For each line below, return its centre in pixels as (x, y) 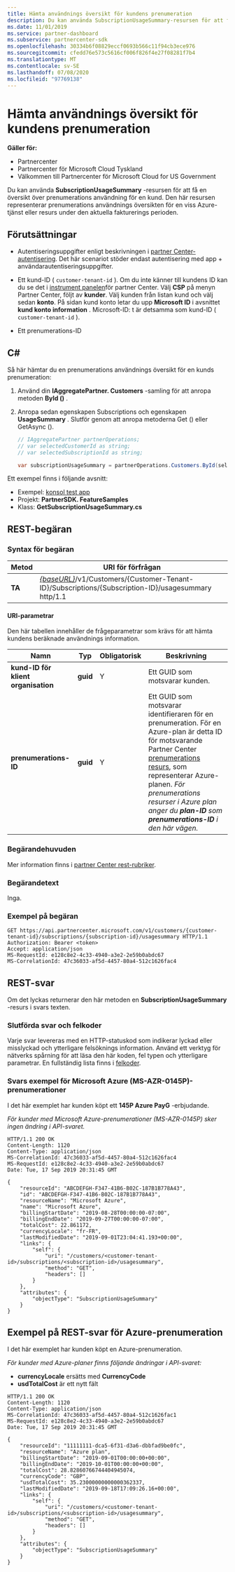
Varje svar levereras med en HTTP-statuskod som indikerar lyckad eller (110, 1041)
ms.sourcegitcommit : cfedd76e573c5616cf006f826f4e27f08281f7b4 (101, 53)
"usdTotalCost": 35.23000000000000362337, (83, 1483)
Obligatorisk (121, 656)
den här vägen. (173, 828)
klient (20, 676)
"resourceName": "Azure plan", (65, 1452)
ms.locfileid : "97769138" (45, 79)
